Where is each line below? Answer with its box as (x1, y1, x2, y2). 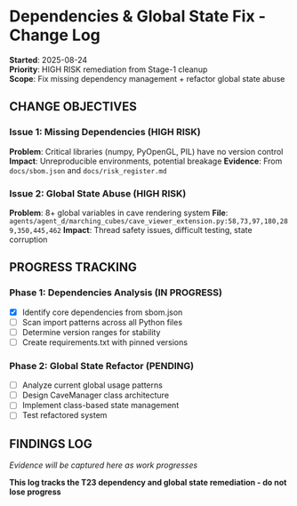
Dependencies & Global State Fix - (9, 6, 267, 27)
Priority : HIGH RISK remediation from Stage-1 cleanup (9, 64, 208, 75)
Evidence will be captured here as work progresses (9, 460, 198, 470)
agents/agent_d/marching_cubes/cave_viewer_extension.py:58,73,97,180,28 (9, 216, 289, 226)
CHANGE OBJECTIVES (9, 100, 138, 115)
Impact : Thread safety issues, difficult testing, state (63, 224, 253, 235)
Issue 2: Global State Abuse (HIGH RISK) (9, 187, 187, 199)
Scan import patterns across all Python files (21, 317, 183, 327)
